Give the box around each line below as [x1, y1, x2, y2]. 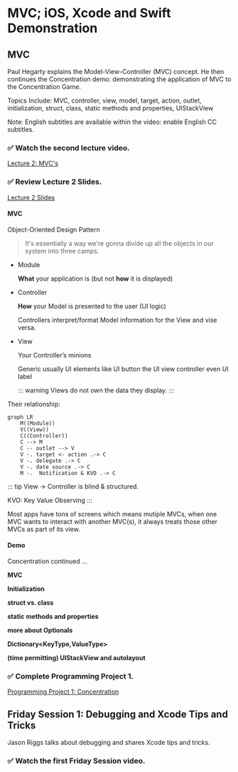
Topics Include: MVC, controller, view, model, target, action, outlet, [7, 96, 202, 105]
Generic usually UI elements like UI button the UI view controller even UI [17, 365, 229, 373]
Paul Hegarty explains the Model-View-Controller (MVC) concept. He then [7, 68, 225, 75]
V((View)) [20, 426, 50, 433]
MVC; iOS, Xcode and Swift [7, 5, 171, 21]
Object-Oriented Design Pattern [7, 225, 101, 234]
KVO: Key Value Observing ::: [7, 496, 92, 504]
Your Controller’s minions [17, 350, 92, 359]
